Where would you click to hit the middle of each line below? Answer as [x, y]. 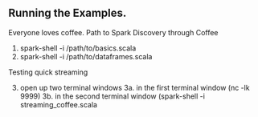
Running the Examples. [68, 13]
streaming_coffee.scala [59, 104]
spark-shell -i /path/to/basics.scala [78, 48]
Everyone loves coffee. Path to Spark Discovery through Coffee [113, 32]
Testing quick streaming [48, 72]
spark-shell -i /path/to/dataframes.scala [86, 56]
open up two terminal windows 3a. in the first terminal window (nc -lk [135, 87]
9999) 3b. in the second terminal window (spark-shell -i [112, 96]
